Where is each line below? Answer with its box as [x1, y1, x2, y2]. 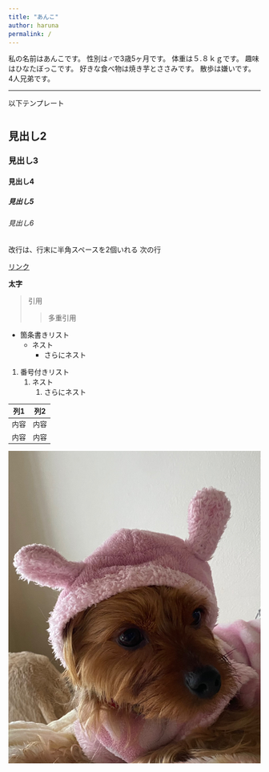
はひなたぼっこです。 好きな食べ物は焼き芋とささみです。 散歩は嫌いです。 [8, 64, 256, 74]
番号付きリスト [19, 367, 70, 376]
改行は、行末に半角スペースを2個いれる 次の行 [8, 245, 162, 254]
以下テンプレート [8, 99, 65, 108]
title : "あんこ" [8, 13, 59, 21]
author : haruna [8, 21, 59, 30]
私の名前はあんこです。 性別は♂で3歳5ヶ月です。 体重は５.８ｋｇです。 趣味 [8, 54, 260, 63]
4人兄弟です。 [8, 74, 54, 83]
